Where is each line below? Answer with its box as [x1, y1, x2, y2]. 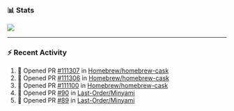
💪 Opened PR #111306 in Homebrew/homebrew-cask [17, 73, 169, 82]
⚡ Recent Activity [7, 47, 68, 57]
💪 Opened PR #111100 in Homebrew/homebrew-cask [17, 81, 169, 89]
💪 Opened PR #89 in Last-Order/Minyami [17, 96, 135, 104]
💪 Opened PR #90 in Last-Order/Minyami [17, 89, 135, 97]
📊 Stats [7, 5, 35, 15]
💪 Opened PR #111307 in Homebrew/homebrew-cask [17, 66, 169, 75]
